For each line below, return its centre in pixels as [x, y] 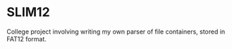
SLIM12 [28, 12]
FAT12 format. [27, 38]
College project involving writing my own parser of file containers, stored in [116, 31]
